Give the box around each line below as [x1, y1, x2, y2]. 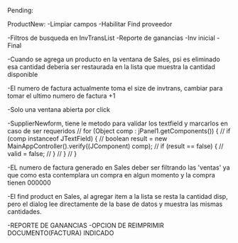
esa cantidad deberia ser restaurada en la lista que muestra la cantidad [7, 63, 215, 71]
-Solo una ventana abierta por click [7, 105, 111, 113]
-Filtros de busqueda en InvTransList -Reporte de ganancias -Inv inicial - [7, 33, 220, 42]
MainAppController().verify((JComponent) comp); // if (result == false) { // [7, 142, 224, 150]
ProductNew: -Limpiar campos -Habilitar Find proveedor [7, 20, 173, 28]
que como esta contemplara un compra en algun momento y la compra [7, 171, 215, 179]
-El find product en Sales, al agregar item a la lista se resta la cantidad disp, [7, 192, 229, 200]
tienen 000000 [7, 178, 51, 187]
